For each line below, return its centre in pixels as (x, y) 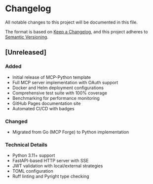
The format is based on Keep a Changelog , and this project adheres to (76, 31)
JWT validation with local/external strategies (57, 166)
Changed (17, 121)
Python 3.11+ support (34, 155)
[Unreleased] (26, 52)
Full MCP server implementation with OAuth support (65, 82)
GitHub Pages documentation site (46, 103)
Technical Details (26, 145)
